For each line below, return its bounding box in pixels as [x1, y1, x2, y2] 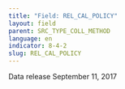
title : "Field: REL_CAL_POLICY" [8, 11, 118, 20]
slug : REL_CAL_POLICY [8, 49, 82, 57]
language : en [8, 34, 53, 43]
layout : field [8, 19, 57, 28]
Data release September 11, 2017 [8, 72, 118, 81]
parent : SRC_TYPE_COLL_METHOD [8, 27, 111, 35]
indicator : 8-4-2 [8, 42, 67, 50]
